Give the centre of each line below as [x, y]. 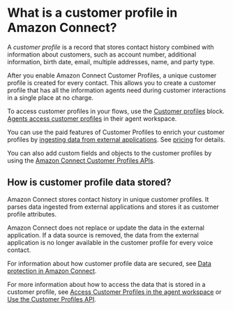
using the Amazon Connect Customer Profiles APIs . [81, 160]
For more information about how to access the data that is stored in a [106, 284]
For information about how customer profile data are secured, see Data [109, 263]
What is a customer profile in [92, 13]
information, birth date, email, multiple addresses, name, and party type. [111, 61]
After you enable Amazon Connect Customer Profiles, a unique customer [112, 75]
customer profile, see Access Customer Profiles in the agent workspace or [114, 292]
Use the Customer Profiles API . [52, 299]
